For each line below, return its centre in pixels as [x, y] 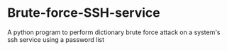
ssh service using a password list [56, 39]
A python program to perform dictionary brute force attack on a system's [114, 32]
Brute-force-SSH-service [84, 13]
